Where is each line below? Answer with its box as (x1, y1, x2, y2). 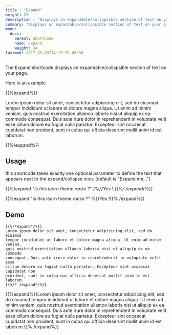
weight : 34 (14, 46, 38, 51)
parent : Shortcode (14, 36, 54, 41)
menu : (5, 27, 17, 32)
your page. (5, 70, 28, 76)
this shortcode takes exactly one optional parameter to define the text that (5, 170, 162, 176)
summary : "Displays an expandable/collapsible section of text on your (5, 21, 161, 27)
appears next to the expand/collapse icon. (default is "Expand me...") (5, 176, 151, 182)
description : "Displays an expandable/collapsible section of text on (5, 17, 161, 22)
